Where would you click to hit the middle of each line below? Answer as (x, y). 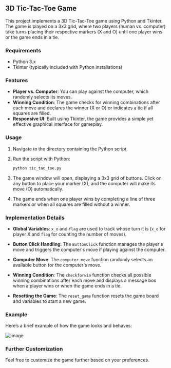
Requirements (23, 50)
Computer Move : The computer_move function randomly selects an (83, 259)
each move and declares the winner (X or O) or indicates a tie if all (83, 108)
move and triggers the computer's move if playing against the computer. (89, 249)
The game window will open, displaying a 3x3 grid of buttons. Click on (87, 178)
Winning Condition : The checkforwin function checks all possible (82, 275)
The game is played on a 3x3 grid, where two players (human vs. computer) (85, 26)
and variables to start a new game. (49, 301)
